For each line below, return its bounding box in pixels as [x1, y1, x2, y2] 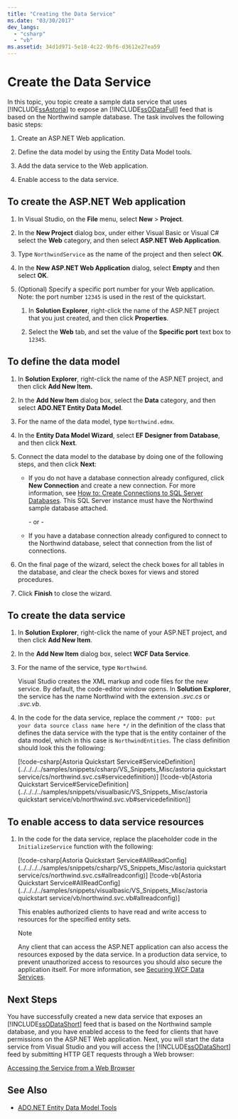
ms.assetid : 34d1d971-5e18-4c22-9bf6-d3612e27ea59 [7, 43, 161, 50]
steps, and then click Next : [17, 460, 97, 468]
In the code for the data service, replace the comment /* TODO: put [17, 713, 216, 722]
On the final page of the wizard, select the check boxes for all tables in [17, 560, 225, 568]
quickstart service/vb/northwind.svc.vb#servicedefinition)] [17, 795, 191, 804]
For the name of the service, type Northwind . [17, 664, 148, 672]
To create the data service [7, 609, 126, 622]
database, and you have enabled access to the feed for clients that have [7, 1027, 219, 1036]
